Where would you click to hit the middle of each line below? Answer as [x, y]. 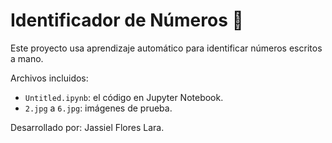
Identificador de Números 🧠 [127, 20]
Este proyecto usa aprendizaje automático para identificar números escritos [166, 48]
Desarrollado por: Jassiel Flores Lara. [87, 127]
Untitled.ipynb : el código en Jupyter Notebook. [124, 97]
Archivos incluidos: [49, 78]
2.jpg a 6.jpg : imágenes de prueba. [98, 108]
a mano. [27, 58]
